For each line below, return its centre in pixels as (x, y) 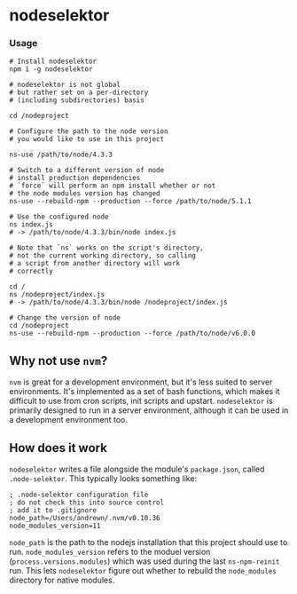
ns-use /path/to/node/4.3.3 (61, 155)
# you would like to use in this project (87, 139)
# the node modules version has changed (85, 194)
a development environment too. (69, 420)
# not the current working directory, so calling (103, 256)
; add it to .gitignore (53, 511)
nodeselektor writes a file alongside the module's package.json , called (137, 469)
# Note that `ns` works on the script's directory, (106, 248)
